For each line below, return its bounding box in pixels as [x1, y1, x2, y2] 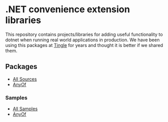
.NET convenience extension [5, 4, 130, 15]
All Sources [12, 76, 37, 82]
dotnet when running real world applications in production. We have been [5, 37, 160, 43]
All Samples [12, 106, 38, 112]
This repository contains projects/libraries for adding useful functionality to [5, 31, 163, 37]
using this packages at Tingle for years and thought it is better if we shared [5, 42, 163, 48]
